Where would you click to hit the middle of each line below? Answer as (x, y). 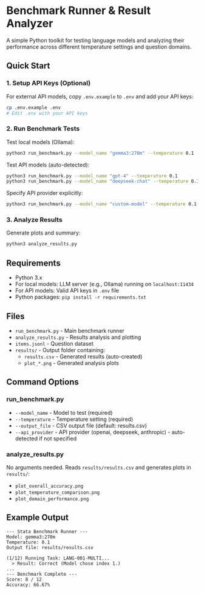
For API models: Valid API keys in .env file (67, 291)
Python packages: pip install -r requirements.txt (81, 297)
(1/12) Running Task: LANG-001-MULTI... (58, 558)
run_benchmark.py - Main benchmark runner (70, 330)
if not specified (58, 439)
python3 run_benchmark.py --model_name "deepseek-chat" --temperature (97, 182)
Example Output (37, 518)
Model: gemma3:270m (31, 537)
